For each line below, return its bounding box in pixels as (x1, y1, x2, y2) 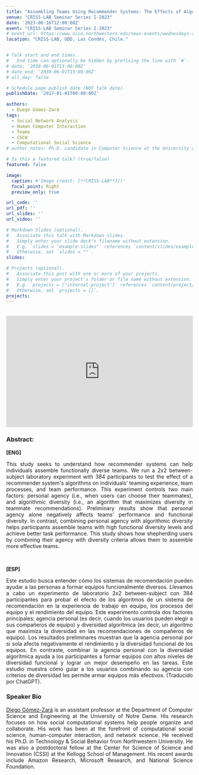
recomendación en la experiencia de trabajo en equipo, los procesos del (6, 602, 193, 609)
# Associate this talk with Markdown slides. (6, 232, 126, 238)
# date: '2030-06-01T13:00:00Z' (6, 63, 86, 69)
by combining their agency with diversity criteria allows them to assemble (6, 536, 193, 543)
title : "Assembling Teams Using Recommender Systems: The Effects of (6, 8, 182, 15)
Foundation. (6, 763, 36, 770)
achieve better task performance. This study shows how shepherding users (6, 530, 193, 537)
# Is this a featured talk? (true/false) (6, 156, 110, 162)
